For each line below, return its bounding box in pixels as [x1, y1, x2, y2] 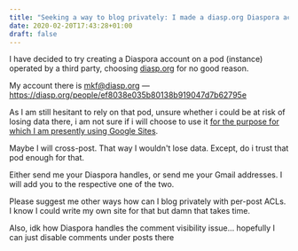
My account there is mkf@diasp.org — [9, 81, 151, 91]
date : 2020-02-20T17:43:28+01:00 [9, 21, 133, 30]
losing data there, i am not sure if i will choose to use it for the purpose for [9, 116, 279, 127]
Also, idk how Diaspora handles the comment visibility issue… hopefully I [9, 223, 276, 233]
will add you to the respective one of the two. [9, 179, 175, 190]
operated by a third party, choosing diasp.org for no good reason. [9, 63, 249, 74]
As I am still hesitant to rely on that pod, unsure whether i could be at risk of [9, 107, 286, 118]
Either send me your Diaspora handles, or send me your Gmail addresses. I [9, 169, 283, 180]
